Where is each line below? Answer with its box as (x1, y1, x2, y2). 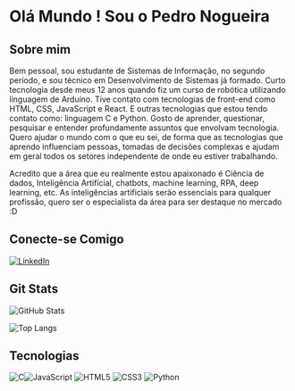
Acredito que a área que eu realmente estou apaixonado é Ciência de (9, 168, 265, 179)
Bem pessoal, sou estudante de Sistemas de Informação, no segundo (9, 65, 265, 76)
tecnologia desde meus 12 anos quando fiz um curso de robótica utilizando (9, 85, 286, 95)
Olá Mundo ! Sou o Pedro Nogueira (9, 6, 270, 27)
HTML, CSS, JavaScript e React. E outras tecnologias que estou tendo (9, 104, 268, 113)
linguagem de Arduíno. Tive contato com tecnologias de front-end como (9, 94, 276, 104)
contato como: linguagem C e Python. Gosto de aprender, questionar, (9, 113, 265, 123)
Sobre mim (9, 42, 72, 57)
